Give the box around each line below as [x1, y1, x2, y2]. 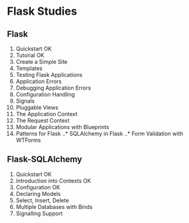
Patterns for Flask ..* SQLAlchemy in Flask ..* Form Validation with [15, 130, 183, 137]
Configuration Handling [15, 91, 75, 98]
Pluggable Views [15, 104, 59, 111]
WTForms [15, 136, 41, 144]
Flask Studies [7, 4, 77, 18]
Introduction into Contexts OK [15, 177, 91, 184]
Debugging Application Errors [15, 84, 91, 92]
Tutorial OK [15, 52, 45, 59]
